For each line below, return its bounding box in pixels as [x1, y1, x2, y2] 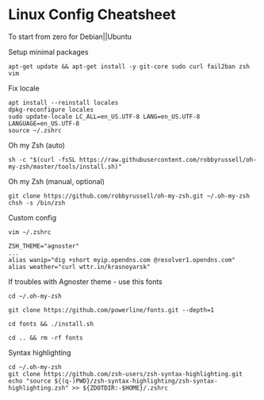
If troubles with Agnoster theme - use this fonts [8, 276, 163, 287]
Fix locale [8, 83, 40, 93]
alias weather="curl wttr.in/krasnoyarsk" [8, 263, 151, 271]
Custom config [8, 213, 57, 222]
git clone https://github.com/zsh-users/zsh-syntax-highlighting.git [8, 370, 243, 378]
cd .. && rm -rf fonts [8, 333, 83, 342]
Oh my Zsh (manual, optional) [8, 176, 105, 186]
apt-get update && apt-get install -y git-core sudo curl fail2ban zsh [8, 62, 250, 71]
